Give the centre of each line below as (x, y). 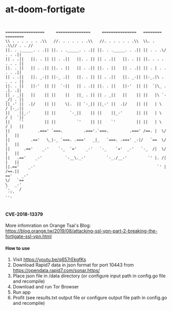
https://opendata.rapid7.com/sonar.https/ (56, 270)
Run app (22, 292)
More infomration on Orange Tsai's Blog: (48, 226)
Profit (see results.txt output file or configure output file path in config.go (90, 298)
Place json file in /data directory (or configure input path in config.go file (89, 276)
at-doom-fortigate (45, 9)
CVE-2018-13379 (24, 214)
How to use (17, 248)
